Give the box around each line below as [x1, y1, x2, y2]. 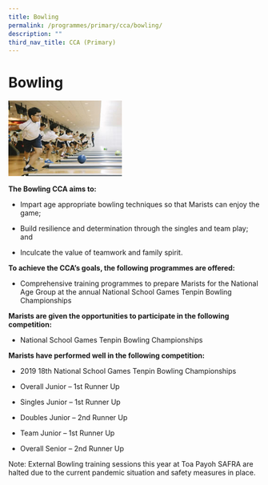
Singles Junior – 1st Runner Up [19, 397, 122, 407]
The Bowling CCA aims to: [8, 184, 97, 194]
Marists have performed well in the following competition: [8, 351, 206, 360]
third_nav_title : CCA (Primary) [8, 38, 116, 46]
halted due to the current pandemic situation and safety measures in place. [8, 468, 256, 478]
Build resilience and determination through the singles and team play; [19, 224, 249, 234]
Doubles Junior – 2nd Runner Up [19, 413, 128, 423]
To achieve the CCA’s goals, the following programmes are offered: [8, 263, 236, 273]
